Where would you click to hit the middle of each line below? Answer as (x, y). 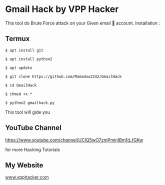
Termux (17, 39)
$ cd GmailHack (21, 85)
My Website (24, 165)
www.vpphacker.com (27, 177)
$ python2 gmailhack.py (30, 103)
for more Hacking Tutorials (32, 149)
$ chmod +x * (19, 94)
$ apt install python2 (29, 59)
